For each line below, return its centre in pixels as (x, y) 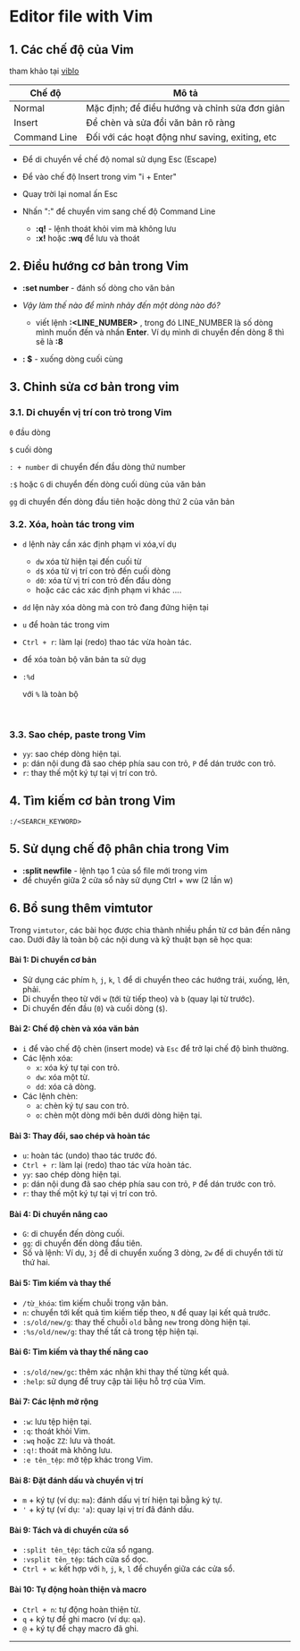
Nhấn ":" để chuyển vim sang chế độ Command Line (119, 211)
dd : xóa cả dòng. (66, 1086)
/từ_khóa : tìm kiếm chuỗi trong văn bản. (95, 1303)
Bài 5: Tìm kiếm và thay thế (60, 1282)
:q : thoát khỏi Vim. (56, 1431)
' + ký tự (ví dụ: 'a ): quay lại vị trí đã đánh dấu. (108, 1510)
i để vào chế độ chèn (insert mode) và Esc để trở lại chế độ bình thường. (155, 1048)
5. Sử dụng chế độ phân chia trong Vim (119, 849)
